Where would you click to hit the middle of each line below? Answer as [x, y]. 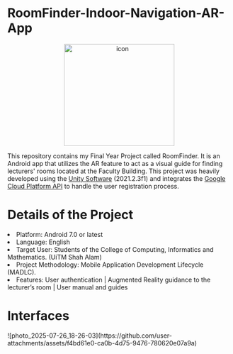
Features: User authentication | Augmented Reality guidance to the [114, 280]
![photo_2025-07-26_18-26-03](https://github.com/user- [90, 336]
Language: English [44, 242]
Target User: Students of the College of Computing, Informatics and [115, 249]
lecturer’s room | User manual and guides [68, 287]
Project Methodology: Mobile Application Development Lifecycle [110, 265]
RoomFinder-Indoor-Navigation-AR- [116, 13]
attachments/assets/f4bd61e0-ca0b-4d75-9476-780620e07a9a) [102, 343]
